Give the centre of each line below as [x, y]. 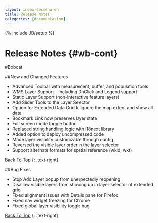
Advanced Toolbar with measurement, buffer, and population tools [80, 87]
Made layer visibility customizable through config [63, 140]
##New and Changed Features [37, 77]
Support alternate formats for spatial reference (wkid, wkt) [72, 150]
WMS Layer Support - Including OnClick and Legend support [75, 92]
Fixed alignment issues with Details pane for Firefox [65, 195]
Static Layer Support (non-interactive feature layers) [66, 97]
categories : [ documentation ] [35, 19]
